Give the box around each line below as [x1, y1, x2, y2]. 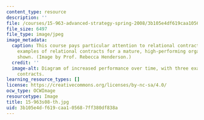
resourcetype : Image [6, 93, 59, 99]
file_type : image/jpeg [6, 32, 64, 38]
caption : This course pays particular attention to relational [12, 43, 175, 49]
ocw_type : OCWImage [6, 88, 56, 94]
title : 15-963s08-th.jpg [6, 99, 69, 105]
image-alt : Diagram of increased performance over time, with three [12, 65, 189, 72]
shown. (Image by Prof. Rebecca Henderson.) [17, 54, 132, 60]
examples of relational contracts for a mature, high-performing [17, 48, 186, 55]
